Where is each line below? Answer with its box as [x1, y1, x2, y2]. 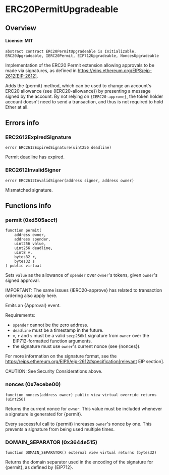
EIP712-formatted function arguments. [12, 338, 92, 344]
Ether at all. [5, 104, 29, 110]
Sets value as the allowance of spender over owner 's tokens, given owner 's [5, 272, 158, 278]
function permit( [5, 228, 42, 233]
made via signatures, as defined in [5, 67, 77, 74]
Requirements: [5, 312, 35, 318]
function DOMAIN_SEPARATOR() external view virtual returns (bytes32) [5, 450, 157, 455]
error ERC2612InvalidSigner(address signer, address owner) [5, 178, 135, 183]
